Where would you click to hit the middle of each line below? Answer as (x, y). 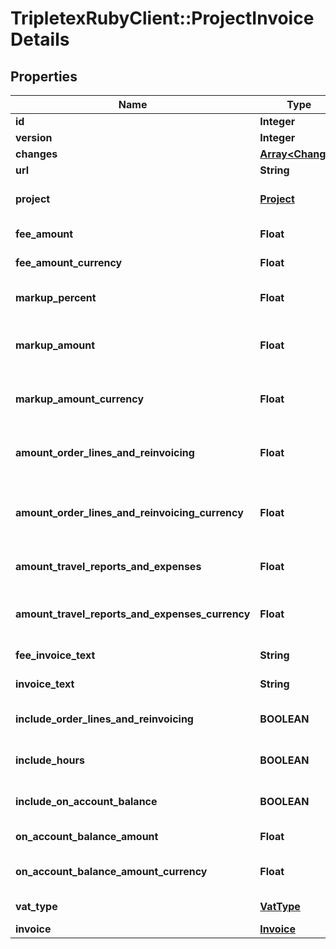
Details (40, 39)
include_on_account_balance (86, 801)
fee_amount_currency (69, 262)
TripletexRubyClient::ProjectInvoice (162, 18)
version (34, 137)
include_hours (50, 760)
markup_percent (56, 297)
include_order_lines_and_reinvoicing (104, 719)
